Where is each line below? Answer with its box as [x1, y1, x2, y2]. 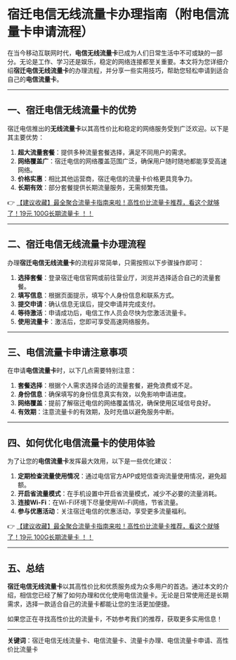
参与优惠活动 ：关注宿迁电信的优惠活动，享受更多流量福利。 [17, 507, 190, 516]
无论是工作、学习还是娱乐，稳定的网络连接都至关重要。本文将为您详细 [19, 57, 223, 65]
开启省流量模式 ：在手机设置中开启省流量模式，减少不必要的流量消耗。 [17, 490, 221, 498]
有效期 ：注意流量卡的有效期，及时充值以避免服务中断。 [17, 407, 178, 416]
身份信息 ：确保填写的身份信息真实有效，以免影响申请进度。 [17, 390, 190, 398]
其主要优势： [7, 133, 44, 141]
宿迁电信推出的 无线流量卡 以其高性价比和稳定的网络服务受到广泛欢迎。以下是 [7, 124, 229, 132]
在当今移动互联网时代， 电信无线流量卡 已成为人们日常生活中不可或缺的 [7, 49, 211, 57]
